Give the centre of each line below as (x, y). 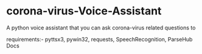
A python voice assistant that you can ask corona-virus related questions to (101, 28)
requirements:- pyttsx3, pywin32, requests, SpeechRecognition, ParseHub (99, 39)
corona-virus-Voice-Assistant (84, 11)
